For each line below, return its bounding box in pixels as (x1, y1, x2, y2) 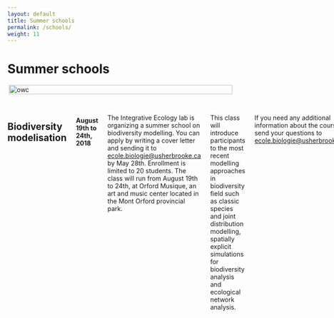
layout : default (7, 10, 56, 18)
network (210, 295, 235, 304)
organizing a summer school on (107, 121, 201, 130)
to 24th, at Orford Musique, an (107, 182, 197, 190)
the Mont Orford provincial (107, 197, 186, 205)
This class (210, 113, 241, 122)
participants (210, 136, 246, 145)
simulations (210, 250, 244, 259)
